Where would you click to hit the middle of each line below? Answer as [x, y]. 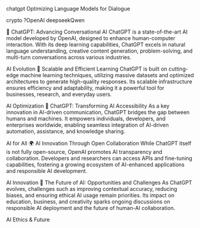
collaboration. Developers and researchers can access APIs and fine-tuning [99, 158]
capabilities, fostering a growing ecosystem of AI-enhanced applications [96, 165]
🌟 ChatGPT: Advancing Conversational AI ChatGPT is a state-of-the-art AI [97, 32]
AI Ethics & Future [28, 220]
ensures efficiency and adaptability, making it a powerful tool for [85, 88]
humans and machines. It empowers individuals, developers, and [86, 118]
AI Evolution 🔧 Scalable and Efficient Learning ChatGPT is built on [87, 69]
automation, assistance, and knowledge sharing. [66, 131]
